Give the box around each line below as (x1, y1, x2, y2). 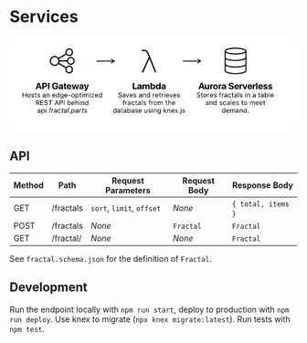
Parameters (104, 184, 151, 195)
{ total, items (231, 199, 290, 209)
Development (9, 280, 89, 296)
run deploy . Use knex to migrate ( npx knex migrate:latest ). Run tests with (9, 313, 291, 325)
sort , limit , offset (90, 203, 162, 213)
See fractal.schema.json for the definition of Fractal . (9, 253, 212, 264)
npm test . (9, 323, 46, 334)
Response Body (231, 180, 294, 191)
